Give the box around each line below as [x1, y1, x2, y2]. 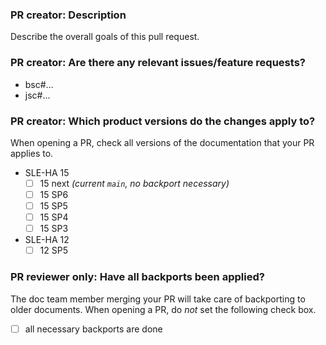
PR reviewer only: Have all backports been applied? [10, 270, 265, 284]
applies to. [10, 147, 54, 159]
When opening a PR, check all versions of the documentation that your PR [10, 136, 315, 148]
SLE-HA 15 [24, 166, 70, 178]
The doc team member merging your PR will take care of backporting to [10, 293, 306, 305]
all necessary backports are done [24, 323, 163, 335]
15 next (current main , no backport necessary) [39, 177, 230, 189]
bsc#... [24, 78, 54, 90]
